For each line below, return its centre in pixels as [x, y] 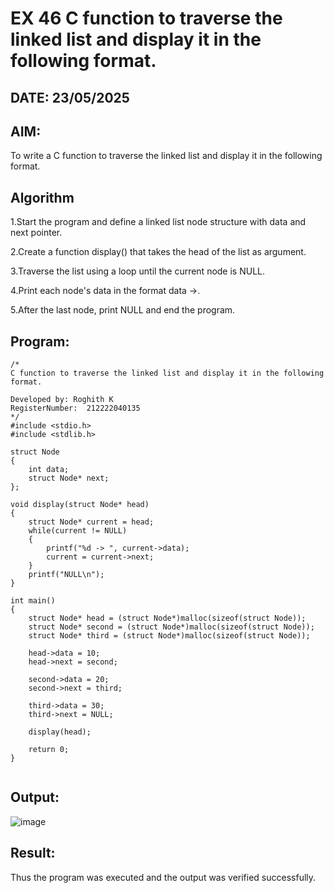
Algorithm [42, 197]
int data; [49, 470]
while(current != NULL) [78, 531]
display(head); [60, 732]
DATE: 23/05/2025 [70, 97]
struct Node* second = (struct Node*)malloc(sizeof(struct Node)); [171, 627]
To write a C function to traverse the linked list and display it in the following [166, 156]
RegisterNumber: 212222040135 [75, 408]
